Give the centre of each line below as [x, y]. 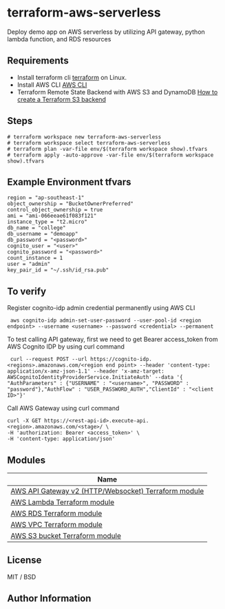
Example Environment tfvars [69, 182]
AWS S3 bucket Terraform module [66, 536]
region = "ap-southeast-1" [46, 198]
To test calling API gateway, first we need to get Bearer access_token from [112, 340]
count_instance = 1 [35, 258]
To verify [27, 291]
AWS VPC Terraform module [57, 525]
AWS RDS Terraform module [56, 513]
